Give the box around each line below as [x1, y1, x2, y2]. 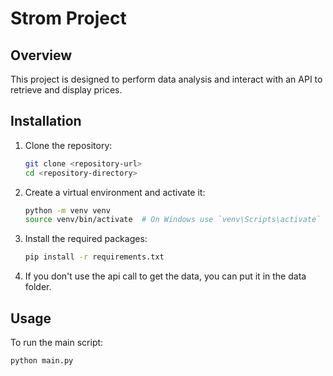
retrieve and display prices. [10, 84, 123, 96]
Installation [10, 113, 82, 130]
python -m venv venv [24, 205, 111, 216]
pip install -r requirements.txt [24, 252, 165, 262]
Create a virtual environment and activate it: [24, 186, 206, 198]
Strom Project [10, 7, 127, 30]
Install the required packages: [24, 233, 148, 245]
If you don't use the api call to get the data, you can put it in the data [24, 270, 307, 282]
